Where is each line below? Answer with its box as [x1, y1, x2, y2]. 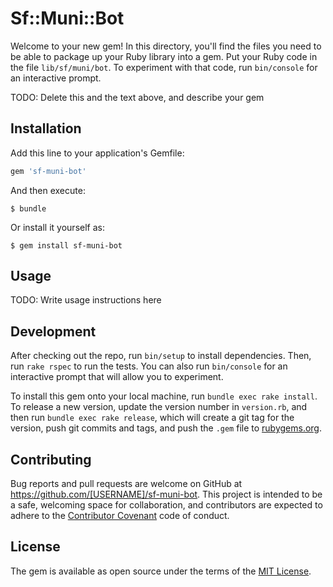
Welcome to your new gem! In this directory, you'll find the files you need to [10, 40, 322, 52]
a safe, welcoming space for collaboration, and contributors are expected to [10, 499, 323, 511]
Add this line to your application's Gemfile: [10, 147, 185, 159]
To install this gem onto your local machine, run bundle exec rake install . [10, 390, 318, 402]
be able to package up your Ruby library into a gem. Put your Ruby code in [10, 50, 318, 62]
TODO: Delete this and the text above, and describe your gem [10, 91, 265, 103]
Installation [10, 120, 82, 137]
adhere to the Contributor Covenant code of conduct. [10, 510, 230, 522]
